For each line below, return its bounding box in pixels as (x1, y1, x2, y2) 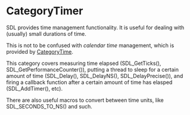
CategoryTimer (6, 4, 83, 18)
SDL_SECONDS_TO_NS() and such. (6, 102, 92, 110)
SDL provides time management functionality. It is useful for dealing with (6, 24, 185, 31)
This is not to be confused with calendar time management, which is (6, 42, 175, 49)
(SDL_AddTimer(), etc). (6, 85, 63, 92)
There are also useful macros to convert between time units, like (6, 97, 164, 104)
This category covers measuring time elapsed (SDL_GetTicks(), (6, 60, 161, 67)
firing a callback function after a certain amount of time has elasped (6, 79, 173, 86)
